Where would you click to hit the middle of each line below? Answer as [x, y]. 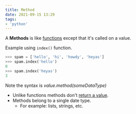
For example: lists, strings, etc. [52, 105]
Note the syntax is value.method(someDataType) [56, 85]
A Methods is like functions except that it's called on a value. [68, 38]
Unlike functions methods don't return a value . [60, 95]
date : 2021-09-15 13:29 [30, 15]
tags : [11, 19]
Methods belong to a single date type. [52, 100]
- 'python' [17, 24]
